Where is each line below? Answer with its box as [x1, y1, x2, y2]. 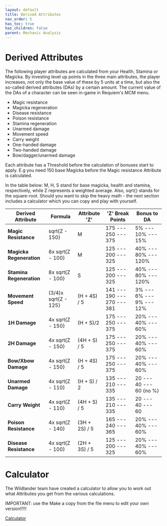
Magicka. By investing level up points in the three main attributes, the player [5, 73, 161, 80]
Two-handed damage [12, 147, 57, 153]
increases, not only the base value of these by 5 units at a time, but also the [5, 79, 160, 85]
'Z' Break [106, 210, 129, 217]
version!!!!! [5, 506, 27, 512]
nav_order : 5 [5, 16, 32, 21]
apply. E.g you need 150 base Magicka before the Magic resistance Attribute [5, 167, 162, 173]
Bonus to [136, 210, 158, 217]
